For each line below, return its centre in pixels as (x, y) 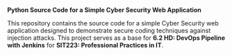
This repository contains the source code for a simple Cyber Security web (113, 23)
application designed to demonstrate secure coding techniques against (109, 31)
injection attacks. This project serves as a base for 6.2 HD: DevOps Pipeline (116, 38)
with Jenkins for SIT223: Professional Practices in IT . (85, 45)
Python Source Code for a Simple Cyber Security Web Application (104, 10)
